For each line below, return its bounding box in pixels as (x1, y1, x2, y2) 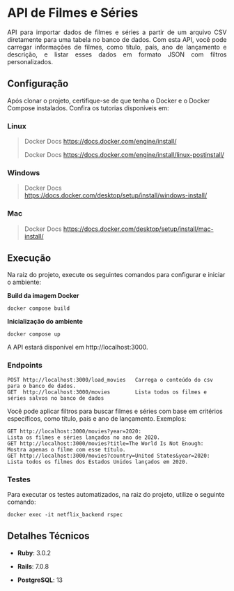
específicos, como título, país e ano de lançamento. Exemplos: (7, 414, 187, 423)
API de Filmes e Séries (7, 5, 139, 21)
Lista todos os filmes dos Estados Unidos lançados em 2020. (7, 458, 189, 465)
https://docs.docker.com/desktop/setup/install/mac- (63, 225, 214, 233)
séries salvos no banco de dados (7, 394, 104, 402)
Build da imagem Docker (7, 292, 79, 300)
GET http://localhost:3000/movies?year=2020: (7, 428, 141, 435)
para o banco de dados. (7, 382, 77, 389)
